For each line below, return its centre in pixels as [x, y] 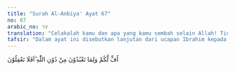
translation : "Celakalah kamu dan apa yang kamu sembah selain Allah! [112, 33]
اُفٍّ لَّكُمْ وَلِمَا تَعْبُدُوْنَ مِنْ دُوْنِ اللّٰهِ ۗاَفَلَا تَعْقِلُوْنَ [63, 59]
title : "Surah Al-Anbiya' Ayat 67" [59, 14]
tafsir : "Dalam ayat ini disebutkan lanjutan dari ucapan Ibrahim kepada [117, 40]
